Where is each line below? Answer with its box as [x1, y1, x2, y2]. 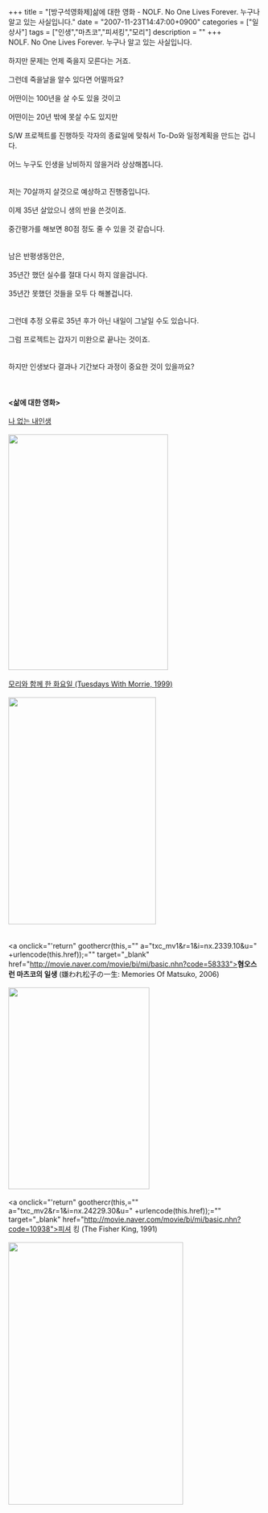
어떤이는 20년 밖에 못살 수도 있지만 [8, 112, 118, 121]
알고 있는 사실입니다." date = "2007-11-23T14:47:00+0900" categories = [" [8, 17, 253, 27]
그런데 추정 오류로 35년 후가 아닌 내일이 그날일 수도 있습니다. [8, 316, 200, 325]
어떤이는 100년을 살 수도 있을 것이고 [8, 94, 122, 103]
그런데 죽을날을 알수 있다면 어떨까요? [8, 75, 124, 84]
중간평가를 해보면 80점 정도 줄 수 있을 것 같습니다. [8, 224, 165, 233]
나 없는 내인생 [8, 417, 52, 425]
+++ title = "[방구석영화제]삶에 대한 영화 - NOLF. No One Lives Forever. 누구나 [8, 7, 260, 16]
